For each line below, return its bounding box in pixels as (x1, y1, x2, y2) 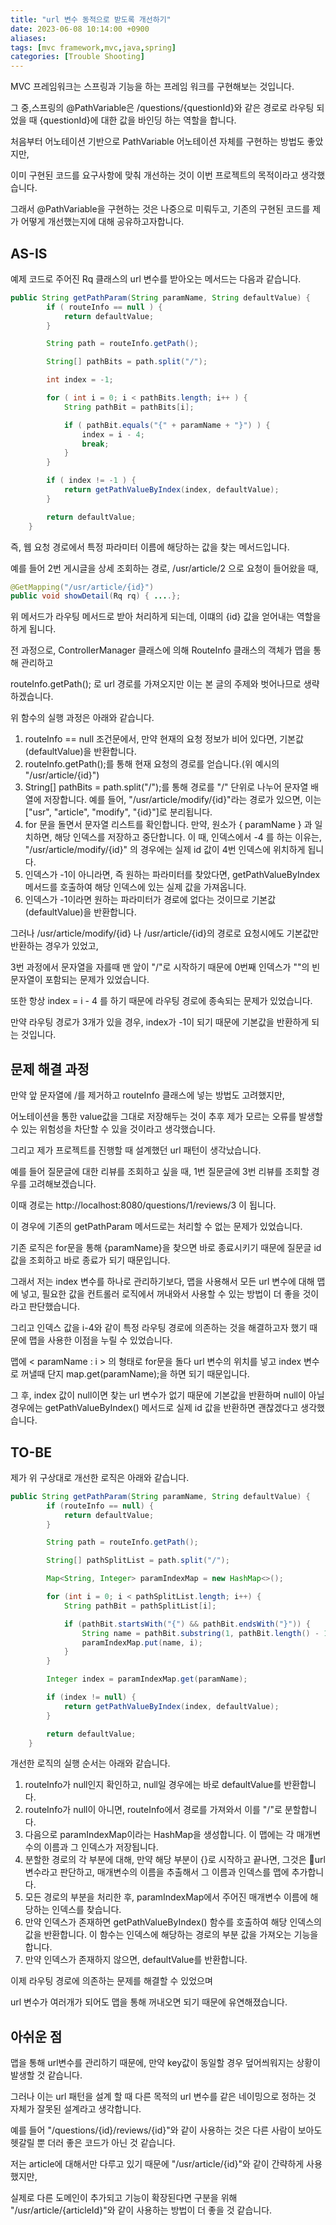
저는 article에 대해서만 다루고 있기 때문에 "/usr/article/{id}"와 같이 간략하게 (10, 2158, 305, 2170)
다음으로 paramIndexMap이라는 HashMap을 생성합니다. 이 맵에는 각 (24, 1829, 295, 1841)
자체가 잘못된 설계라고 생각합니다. (10, 2103, 142, 2115)
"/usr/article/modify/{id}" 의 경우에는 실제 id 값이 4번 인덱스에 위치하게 (24, 844, 306, 856)
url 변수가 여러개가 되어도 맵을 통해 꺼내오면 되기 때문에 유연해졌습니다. (10, 1996, 288, 2008)
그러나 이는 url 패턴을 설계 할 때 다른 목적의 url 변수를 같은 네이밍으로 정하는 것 (10, 2091, 317, 2103)
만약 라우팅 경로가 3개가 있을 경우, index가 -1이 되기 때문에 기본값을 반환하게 (10, 1016, 310, 1028)
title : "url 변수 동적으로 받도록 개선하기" (10, 14, 172, 25)
